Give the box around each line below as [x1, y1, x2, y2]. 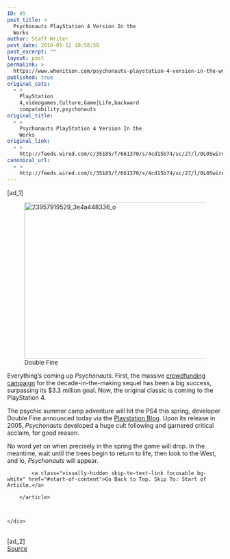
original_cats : [7, 80, 51, 87]
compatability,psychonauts [19, 106, 97, 113]
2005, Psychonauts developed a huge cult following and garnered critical [7, 421, 214, 429]
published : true [7, 73, 53, 81]
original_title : [7, 112, 53, 119]
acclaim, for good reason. [7, 429, 80, 437]
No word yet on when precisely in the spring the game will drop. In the [7, 442, 205, 450]
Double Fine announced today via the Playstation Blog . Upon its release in [7, 413, 216, 422]
